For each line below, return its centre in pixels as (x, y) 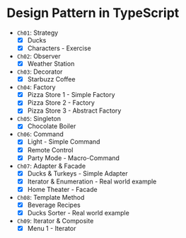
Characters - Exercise (59, 48)
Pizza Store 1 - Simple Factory (71, 95)
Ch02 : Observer (39, 56)
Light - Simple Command (64, 142)
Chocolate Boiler (52, 126)
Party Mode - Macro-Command (73, 158)
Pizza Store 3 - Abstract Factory (74, 110)
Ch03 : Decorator (40, 72)
